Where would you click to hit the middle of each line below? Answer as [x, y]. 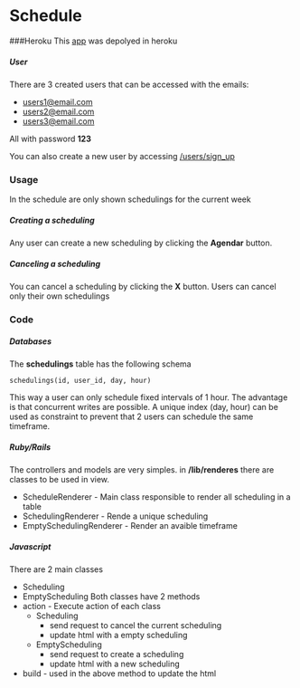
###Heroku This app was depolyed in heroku [94, 41]
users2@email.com [58, 111]
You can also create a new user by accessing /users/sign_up [122, 156]
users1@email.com [57, 101]
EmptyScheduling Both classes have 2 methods [111, 596]
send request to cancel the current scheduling [136, 625]
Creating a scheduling [52, 220]
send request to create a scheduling [117, 654]
